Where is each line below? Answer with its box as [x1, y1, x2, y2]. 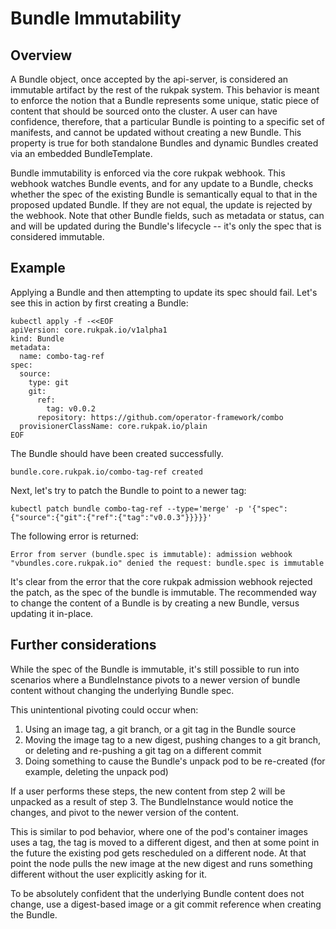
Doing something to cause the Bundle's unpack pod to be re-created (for [24, 755, 326, 767]
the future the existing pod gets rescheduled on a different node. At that [10, 847, 307, 859]
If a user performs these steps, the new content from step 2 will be [10, 785, 286, 797]
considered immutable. [10, 231, 105, 242]
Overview [10, 47, 73, 64]
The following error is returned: [10, 530, 139, 542]
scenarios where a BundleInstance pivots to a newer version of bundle [10, 673, 301, 686]
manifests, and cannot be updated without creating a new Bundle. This [10, 127, 302, 138]
